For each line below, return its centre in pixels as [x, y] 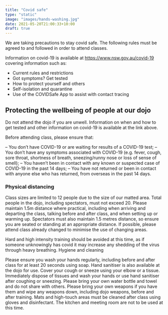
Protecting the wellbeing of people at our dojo [78, 110]
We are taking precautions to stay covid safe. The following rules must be [81, 43]
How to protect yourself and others [49, 84]
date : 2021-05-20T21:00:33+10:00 [40, 24]
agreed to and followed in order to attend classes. [56, 48]
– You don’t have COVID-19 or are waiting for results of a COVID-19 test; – [81, 147]
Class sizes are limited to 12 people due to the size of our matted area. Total [83, 198]
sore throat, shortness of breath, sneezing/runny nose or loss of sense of [81, 157]
